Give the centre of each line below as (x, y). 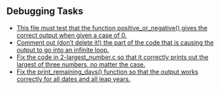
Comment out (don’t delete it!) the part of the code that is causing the (115, 42)
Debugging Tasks (45, 11)
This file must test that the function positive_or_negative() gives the (112, 27)
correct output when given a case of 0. (72, 35)
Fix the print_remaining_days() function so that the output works (107, 71)
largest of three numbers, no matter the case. (81, 64)
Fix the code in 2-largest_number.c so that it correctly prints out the (112, 57)
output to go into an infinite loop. (63, 49)
